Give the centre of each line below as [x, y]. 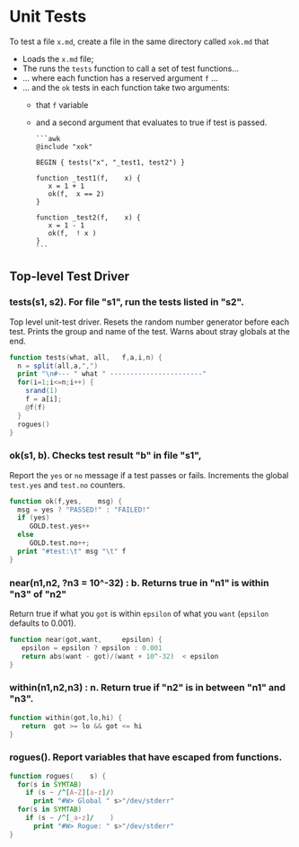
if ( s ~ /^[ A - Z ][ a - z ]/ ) [70, 793]
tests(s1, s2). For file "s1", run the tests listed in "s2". [127, 302]
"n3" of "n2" [38, 593]
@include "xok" [64, 147]
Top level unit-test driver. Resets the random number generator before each [149, 322]
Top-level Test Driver [70, 276]
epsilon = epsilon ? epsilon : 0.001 [92, 648]
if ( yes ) [34, 518]
